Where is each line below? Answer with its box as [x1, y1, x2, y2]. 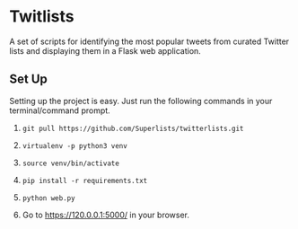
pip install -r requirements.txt [22, 176, 148, 185]
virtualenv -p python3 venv [22, 141, 127, 150]
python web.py [22, 193, 75, 203]
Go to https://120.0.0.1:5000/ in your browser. [22, 209, 190, 220]
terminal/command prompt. [9, 105, 110, 116]
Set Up [9, 72, 48, 87]
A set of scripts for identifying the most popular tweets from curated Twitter [9, 36, 290, 47]
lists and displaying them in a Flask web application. [9, 45, 202, 56]
